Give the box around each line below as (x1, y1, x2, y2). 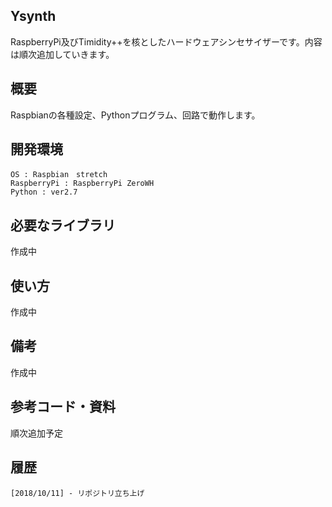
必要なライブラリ (10, 217, 116, 234)
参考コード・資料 (10, 399, 116, 416)
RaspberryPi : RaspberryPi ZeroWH (10, 179, 155, 189)
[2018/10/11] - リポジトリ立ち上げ (10, 488, 145, 498)
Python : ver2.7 (10, 187, 78, 198)
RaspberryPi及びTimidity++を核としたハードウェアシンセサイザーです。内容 (10, 35, 323, 48)
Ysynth (10, 8, 57, 25)
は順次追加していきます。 (10, 48, 115, 60)
